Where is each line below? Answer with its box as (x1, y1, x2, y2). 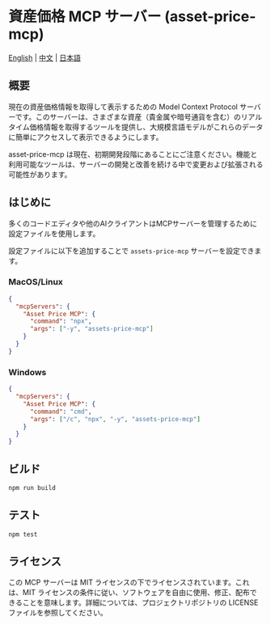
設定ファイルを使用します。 (8, 228, 100, 239)
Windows (8, 366, 47, 378)
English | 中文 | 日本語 (8, 53, 81, 62)
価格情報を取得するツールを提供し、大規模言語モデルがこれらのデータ (29, 122, 264, 132)
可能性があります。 (8, 169, 72, 179)
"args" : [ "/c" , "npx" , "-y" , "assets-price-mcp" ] (29, 415, 201, 423)
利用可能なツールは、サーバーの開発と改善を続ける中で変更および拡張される (8, 159, 264, 169)
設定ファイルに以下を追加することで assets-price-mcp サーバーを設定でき (8, 246, 255, 255)
